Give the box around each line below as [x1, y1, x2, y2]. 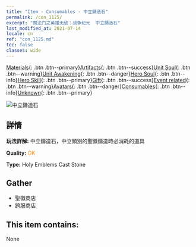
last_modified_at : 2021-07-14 [6, 25, 81, 32]
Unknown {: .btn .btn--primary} [17, 89, 93, 96]
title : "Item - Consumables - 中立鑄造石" [6, 8, 109, 15]
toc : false [6, 42, 33, 48]
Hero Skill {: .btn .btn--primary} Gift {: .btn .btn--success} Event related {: [17, 76, 190, 83]
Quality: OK [6, 149, 36, 157]
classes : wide [6, 48, 42, 54]
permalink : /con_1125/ [6, 14, 62, 20]
